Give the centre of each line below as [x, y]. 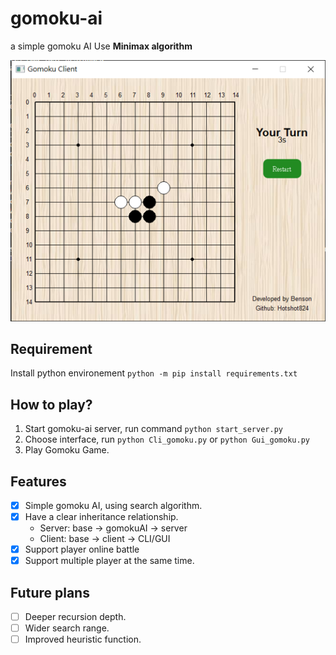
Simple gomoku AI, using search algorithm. [113, 505]
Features [38, 481]
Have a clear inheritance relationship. [101, 517]
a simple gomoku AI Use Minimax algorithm [101, 46]
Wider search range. [67, 628]
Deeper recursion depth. [75, 617]
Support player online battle [82, 549]
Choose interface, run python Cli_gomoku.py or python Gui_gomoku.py [167, 439]
